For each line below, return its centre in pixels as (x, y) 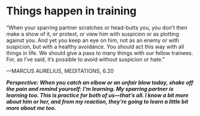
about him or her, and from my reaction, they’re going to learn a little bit (97, 101)
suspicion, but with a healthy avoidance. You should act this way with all (95, 47)
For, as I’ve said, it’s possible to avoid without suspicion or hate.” (86, 59)
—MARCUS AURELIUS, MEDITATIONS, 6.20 (60, 71)
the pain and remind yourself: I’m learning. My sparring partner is (90, 88)
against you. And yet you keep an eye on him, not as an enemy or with (93, 40)
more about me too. (31, 108)
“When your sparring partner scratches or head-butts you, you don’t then (97, 28)
